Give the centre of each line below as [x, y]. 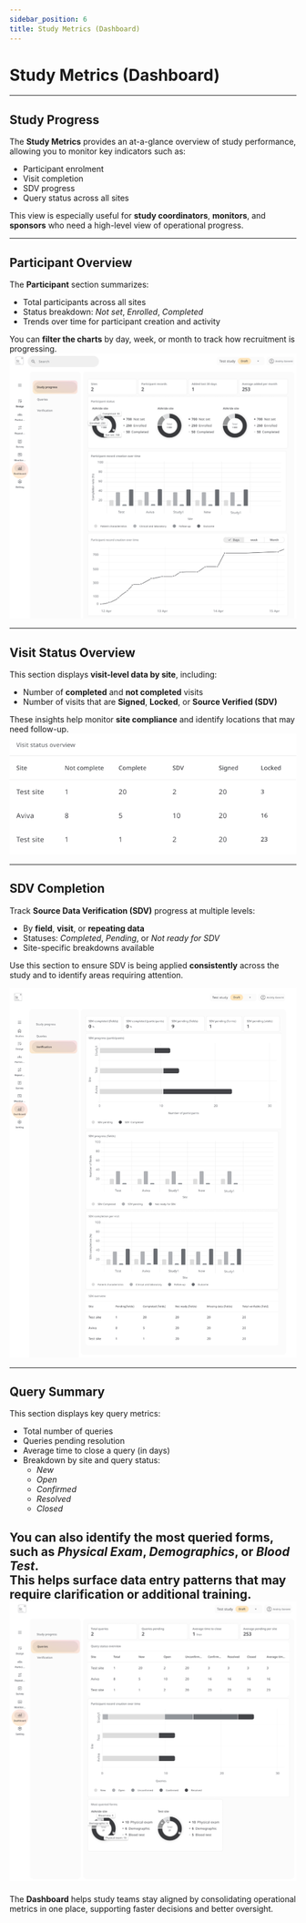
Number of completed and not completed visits [112, 691]
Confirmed [56, 1489]
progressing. [33, 349]
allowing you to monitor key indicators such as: [98, 151]
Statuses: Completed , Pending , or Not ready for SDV [121, 937]
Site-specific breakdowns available [88, 947]
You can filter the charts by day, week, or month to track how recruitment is [153, 339]
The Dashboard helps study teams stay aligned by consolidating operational [153, 1898]
